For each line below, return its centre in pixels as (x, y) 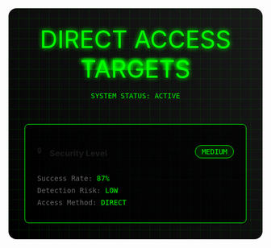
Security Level (78, 153)
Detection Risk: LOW (78, 191)
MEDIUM (214, 151)
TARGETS (135, 69)
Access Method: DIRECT (82, 203)
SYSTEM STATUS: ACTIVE (135, 96)
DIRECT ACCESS (135, 39)
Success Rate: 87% (74, 179)
